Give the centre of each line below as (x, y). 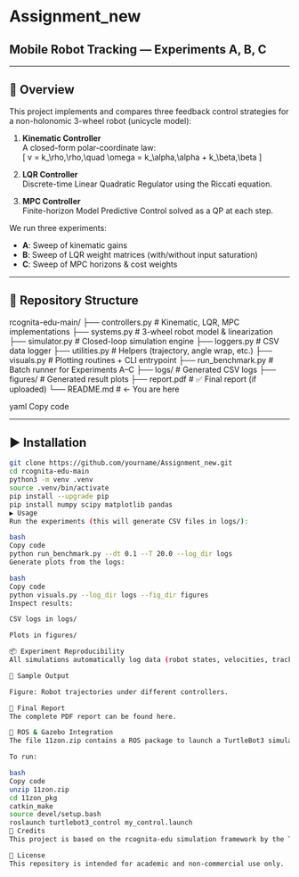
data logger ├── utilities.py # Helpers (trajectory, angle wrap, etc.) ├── (141, 351)
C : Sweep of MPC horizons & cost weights (100, 264)
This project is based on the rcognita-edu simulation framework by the (147, 840)
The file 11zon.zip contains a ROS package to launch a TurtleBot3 (137, 741)
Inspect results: (41, 603)
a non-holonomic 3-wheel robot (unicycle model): (101, 120)
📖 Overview (42, 90)
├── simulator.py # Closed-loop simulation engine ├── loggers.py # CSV (144, 341)
